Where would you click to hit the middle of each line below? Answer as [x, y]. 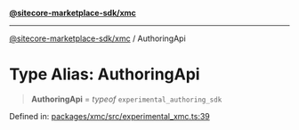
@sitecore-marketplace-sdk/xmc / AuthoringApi [98, 38]
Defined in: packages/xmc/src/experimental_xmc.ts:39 [110, 116]
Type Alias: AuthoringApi [105, 74]
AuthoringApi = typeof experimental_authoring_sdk [126, 99]
